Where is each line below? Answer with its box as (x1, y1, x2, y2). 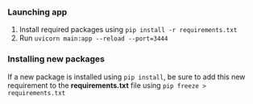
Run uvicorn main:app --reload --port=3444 (19, 33, 168, 43)
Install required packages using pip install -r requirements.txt (19, 25, 238, 35)
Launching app (7, 6, 68, 18)
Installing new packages (7, 53, 106, 64)
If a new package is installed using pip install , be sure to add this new (7, 72, 246, 81)
